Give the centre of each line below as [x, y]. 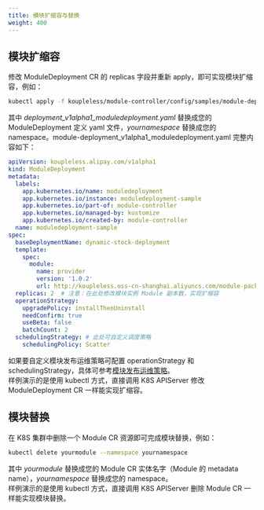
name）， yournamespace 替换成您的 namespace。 [90, 478]
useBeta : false [47, 323]
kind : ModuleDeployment [47, 170]
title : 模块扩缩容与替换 [44, 15]
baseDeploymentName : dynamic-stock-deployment [93, 242]
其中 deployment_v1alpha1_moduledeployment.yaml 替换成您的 [110, 118]
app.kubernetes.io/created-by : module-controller [105, 221]
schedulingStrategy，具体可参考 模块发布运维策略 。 [92, 370]
